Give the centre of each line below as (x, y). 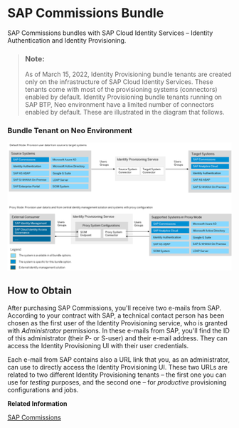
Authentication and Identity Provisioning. (67, 40)
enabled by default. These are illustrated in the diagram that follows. (124, 113)
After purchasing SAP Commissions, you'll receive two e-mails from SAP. (115, 308)
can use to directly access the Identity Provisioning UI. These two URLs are (118, 367)
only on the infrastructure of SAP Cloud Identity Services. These (119, 82)
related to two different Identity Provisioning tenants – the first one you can (117, 375)
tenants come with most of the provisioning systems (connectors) (121, 90)
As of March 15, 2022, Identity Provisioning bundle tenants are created (128, 74)
